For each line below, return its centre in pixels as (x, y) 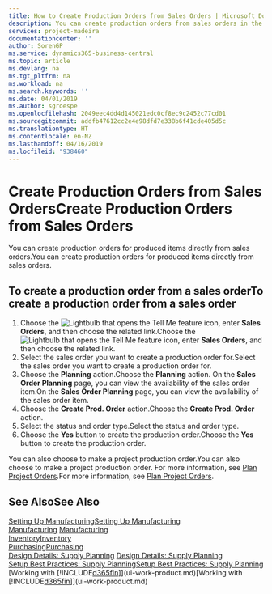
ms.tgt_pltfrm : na (39, 76)
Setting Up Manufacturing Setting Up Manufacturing (94, 521)
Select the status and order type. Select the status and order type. (130, 426)
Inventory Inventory (40, 538)
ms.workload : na (36, 83)
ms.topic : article (39, 62)
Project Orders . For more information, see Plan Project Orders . (111, 476)
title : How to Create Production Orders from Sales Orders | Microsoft (132, 16)
